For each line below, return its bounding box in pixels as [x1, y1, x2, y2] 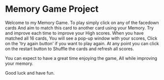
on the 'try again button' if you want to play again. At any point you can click [5, 40, 159, 46]
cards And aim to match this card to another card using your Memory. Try [5, 25, 154, 30]
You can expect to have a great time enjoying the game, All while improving [5, 55, 158, 61]
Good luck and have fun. [5, 70, 55, 76]
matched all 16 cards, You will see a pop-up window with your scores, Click [5, 35, 158, 41]
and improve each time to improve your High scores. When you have [5, 30, 144, 36]
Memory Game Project [5, 3, 99, 15]
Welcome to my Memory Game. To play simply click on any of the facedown [5, 20, 159, 26]
